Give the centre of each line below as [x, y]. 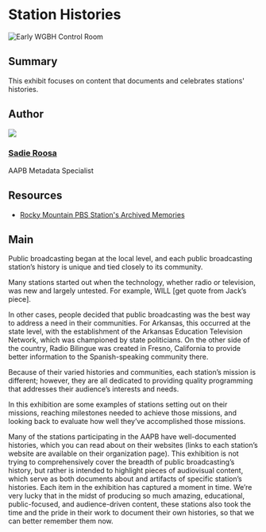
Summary [33, 62]
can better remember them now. [61, 521]
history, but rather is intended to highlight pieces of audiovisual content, [126, 471]
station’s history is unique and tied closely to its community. [106, 267]
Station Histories [65, 15]
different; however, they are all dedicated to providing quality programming [131, 381]
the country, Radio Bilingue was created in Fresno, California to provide [124, 349]
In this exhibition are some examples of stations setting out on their [118, 405]
